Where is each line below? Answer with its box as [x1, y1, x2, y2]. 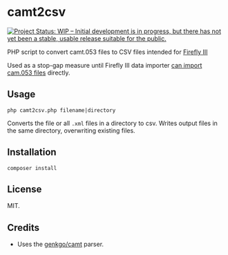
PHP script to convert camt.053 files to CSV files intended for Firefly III [7, 48, 208, 56]
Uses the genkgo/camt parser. [17, 240, 104, 249]
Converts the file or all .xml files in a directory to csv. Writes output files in [7, 119, 218, 127]
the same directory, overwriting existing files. [7, 126, 136, 135]
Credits [7, 222, 40, 234]
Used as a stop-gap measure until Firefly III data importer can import [7, 61, 202, 69]
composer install [7, 164, 57, 171]
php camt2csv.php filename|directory [7, 106, 116, 114]
